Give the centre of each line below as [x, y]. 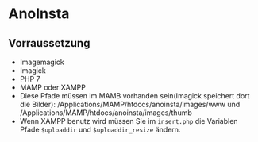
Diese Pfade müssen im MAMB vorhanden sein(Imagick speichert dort [135, 96]
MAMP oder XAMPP [52, 87]
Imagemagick [42, 62]
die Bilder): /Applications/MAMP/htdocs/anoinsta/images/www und [130, 104]
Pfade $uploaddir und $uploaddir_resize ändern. [100, 129]
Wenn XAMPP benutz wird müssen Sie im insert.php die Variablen [129, 121]
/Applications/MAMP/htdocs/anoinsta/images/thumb [106, 113]
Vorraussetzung [49, 43]
